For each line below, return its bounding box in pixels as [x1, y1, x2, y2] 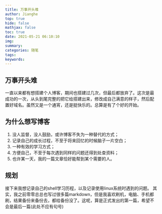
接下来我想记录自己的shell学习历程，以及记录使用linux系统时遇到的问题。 [5, 185, 152, 191]
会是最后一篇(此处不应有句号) [5, 203, 64, 209]
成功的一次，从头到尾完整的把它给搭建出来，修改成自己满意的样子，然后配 [5, 96, 154, 102]
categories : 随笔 [5, 48, 39, 53]
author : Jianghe [5, 12, 38, 17]
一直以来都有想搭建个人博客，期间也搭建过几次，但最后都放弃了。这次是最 [5, 90, 154, 96]
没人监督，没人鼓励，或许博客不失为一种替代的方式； [12, 131, 119, 137]
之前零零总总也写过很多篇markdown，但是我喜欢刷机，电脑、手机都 [18, 191, 154, 197]
